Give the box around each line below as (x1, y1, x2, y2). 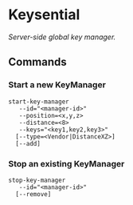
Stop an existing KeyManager (8, 158, 125, 169)
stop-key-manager (8, 176, 66, 184)
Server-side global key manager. (8, 32, 116, 42)
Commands (8, 55, 68, 69)
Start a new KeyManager (8, 79, 106, 90)
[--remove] (15, 190, 52, 198)
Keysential (8, 6, 80, 24)
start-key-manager (8, 98, 69, 106)
